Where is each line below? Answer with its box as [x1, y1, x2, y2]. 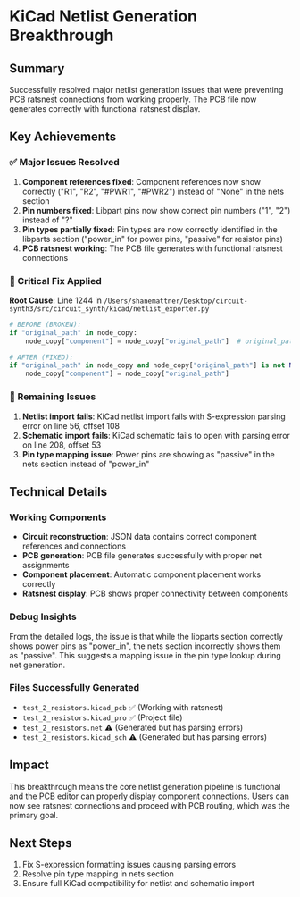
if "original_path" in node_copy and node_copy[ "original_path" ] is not [9, 361, 286, 370]
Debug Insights [9, 610, 78, 623]
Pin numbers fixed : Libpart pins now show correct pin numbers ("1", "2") [21, 205, 291, 215]
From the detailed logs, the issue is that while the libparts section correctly [9, 631, 284, 641]
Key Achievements [9, 130, 117, 145]
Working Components [9, 511, 107, 524]
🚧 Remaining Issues [9, 390, 96, 403]
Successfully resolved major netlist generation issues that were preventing [9, 85, 284, 95]
